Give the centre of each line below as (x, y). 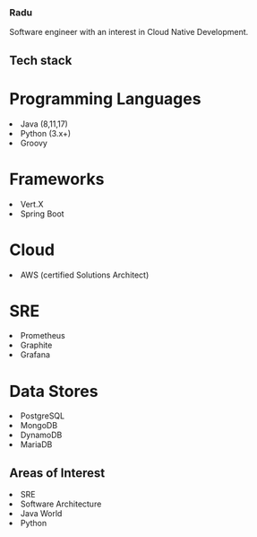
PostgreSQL (43, 416)
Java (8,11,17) (45, 124)
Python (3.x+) (46, 133)
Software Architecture (61, 504)
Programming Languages (105, 98)
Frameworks (57, 179)
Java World (42, 514)
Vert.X (32, 204)
